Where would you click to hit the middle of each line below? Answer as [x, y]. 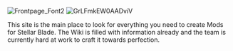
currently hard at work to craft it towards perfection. [84, 40]
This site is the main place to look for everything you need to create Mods [115, 24]
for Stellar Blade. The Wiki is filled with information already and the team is [117, 32]
